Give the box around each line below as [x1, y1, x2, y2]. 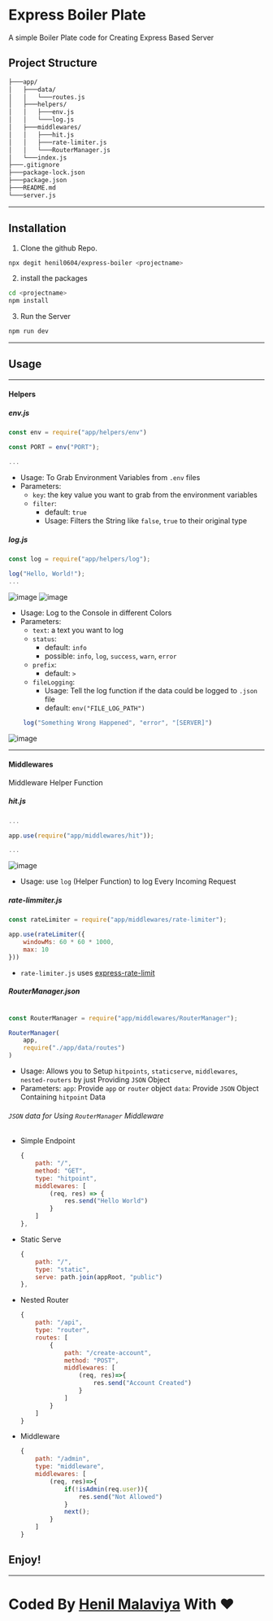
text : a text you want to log [32, 625, 124, 635]
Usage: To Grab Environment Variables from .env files [19, 473, 201, 483]
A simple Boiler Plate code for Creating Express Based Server [8, 33, 214, 42]
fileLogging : [32, 677, 76, 687]
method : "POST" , [63, 1357, 119, 1365]
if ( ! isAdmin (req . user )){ [63, 1485, 149, 1493]
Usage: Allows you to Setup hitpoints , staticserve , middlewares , [19, 1066, 238, 1076]
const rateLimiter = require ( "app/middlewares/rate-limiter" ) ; [8, 915, 227, 924]
